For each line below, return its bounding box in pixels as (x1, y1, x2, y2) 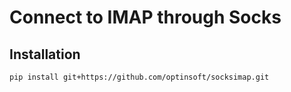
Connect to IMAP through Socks (9, 6, 282, 29)
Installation (9, 46, 81, 63)
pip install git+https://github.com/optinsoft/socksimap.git (9, 72, 270, 82)
